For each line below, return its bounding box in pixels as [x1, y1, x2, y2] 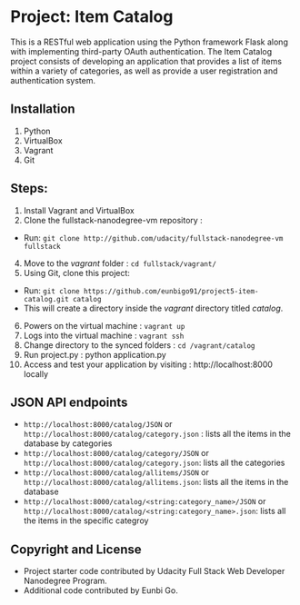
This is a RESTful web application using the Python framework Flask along [10, 36, 289, 47]
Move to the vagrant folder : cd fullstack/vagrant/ [23, 257, 217, 269]
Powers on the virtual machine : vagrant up [23, 320, 185, 331]
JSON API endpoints [10, 394, 128, 410]
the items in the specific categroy [23, 515, 149, 526]
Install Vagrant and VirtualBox [23, 204, 135, 215]
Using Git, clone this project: [23, 267, 131, 278]
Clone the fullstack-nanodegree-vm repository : [23, 214, 203, 225]
